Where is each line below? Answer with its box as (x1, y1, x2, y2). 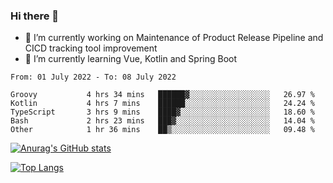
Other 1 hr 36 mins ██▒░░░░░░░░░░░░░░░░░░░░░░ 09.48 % (10, 125, 315, 135)
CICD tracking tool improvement (24, 42, 158, 54)
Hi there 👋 (10, 9, 60, 23)
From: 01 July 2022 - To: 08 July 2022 (10, 72, 177, 83)
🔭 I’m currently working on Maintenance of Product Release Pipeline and (24, 32, 324, 44)
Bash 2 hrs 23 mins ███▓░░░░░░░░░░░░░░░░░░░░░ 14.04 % (10, 116, 315, 126)
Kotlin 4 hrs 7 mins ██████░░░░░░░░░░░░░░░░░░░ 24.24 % (10, 99, 315, 109)
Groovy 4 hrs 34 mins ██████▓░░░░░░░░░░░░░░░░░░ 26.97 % (10, 90, 315, 100)
